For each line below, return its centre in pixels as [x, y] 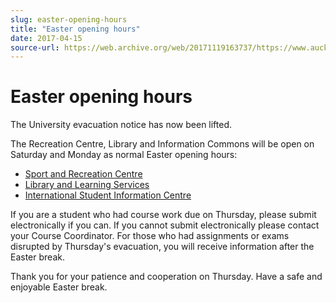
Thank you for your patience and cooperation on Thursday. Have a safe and [166, 277]
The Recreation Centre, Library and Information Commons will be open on [162, 144]
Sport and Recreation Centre [83, 174]
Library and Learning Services [87, 185]
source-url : [35, 47]
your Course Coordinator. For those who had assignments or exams [150, 236]
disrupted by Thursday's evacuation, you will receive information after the [162, 247]
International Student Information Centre [108, 195]
